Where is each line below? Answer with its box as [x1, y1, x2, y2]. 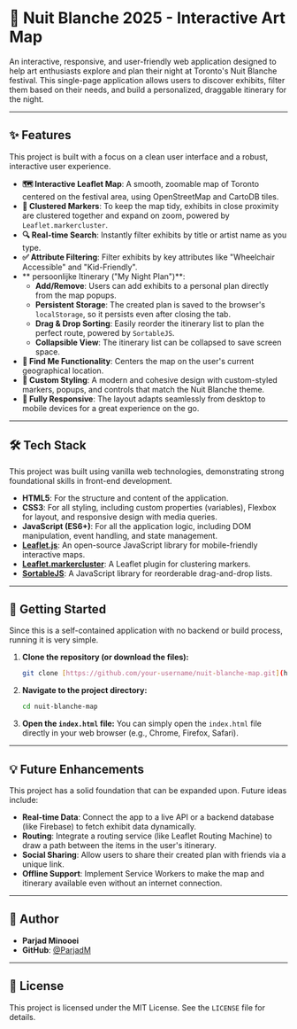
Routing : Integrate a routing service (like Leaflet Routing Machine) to [21, 830, 272, 841]
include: [9, 794, 39, 805]
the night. [9, 93, 44, 105]
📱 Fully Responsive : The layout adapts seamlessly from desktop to [21, 394, 266, 404]
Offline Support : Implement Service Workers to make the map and [21, 868, 265, 878]
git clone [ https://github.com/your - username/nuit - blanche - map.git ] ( [21, 669, 285, 678]
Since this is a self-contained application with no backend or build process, [9, 625, 283, 636]
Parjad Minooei [21, 935, 80, 946]
